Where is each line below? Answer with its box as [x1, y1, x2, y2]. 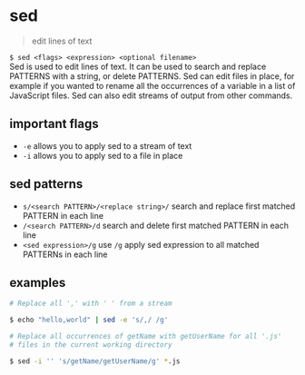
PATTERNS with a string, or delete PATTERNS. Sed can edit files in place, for [9, 70, 295, 82]
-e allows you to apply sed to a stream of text [22, 140, 192, 151]
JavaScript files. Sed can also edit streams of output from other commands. [9, 90, 293, 101]
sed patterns [9, 176, 84, 192]
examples [9, 274, 66, 291]
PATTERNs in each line [22, 249, 108, 260]
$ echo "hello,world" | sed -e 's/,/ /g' [9, 315, 169, 325]
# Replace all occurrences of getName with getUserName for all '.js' [9, 332, 282, 341]
